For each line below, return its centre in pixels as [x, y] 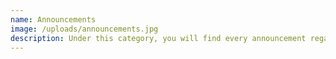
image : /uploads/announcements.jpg [84, 29]
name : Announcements [53, 19]
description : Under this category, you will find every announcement [158, 38]
